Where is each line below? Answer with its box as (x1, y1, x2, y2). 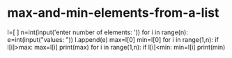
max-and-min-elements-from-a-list (7, 5, 219, 21)
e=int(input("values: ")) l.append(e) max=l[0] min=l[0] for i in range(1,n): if (7, 35, 219, 43)
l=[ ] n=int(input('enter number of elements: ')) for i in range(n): (7, 28, 188, 36)
